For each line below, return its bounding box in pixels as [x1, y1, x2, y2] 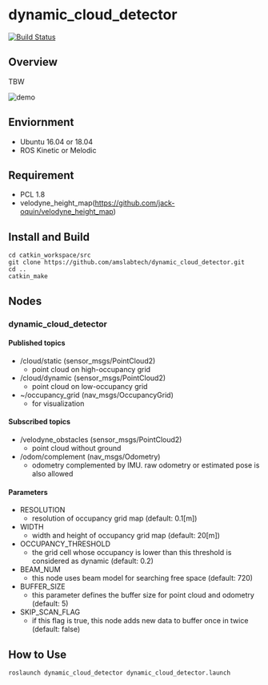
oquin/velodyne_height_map [19, 207, 114, 217]
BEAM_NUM [19, 565, 62, 574]
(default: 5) [31, 599, 69, 609]
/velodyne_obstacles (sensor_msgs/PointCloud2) [19, 435, 182, 444]
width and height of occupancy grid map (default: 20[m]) [31, 531, 220, 541]
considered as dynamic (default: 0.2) [31, 556, 154, 566]
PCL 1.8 [19, 190, 46, 200]
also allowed [31, 468, 74, 478]
